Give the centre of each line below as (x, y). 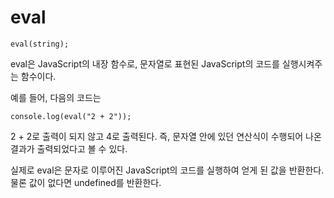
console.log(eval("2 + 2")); (71, 116)
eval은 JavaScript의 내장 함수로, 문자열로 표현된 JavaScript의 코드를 (145, 63)
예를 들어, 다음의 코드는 (56, 97)
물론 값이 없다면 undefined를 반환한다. (86, 182)
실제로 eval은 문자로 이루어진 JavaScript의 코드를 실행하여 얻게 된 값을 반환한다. (167, 170)
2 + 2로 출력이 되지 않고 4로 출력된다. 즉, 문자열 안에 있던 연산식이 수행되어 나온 (166, 136)
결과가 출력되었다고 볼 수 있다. (69, 148)
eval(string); (40, 44)
